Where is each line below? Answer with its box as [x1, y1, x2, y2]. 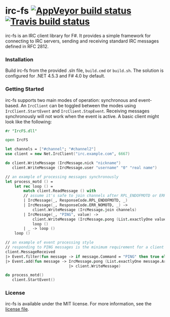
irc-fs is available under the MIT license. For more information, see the [5, 301, 152, 307]
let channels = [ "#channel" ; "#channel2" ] [5, 147, 96, 152]
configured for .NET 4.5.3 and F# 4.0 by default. [5, 73, 105, 79]
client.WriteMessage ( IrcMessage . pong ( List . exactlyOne [32, 217, 153, 222]
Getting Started [5, 86, 44, 93]
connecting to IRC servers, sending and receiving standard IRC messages [5, 38, 159, 44]
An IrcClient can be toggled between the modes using [20, 102, 136, 108]
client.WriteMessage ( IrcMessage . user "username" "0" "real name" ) [12, 165, 157, 170]
